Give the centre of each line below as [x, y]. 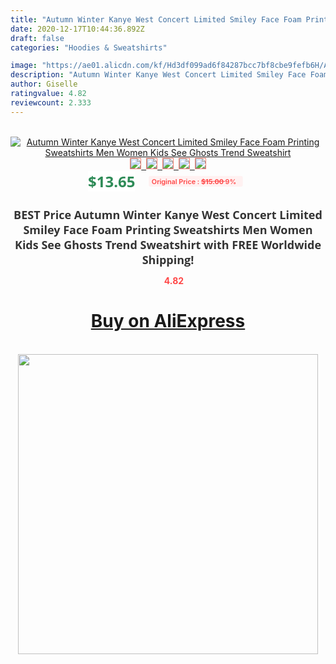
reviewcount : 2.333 [51, 102]
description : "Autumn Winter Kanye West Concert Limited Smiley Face [158, 75]
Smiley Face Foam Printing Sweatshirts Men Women [168, 229]
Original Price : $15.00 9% [194, 181]
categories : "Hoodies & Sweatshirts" [89, 47]
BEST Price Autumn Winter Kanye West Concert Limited [168, 214]
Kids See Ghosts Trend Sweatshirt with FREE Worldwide [168, 244]
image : [24, 66]
